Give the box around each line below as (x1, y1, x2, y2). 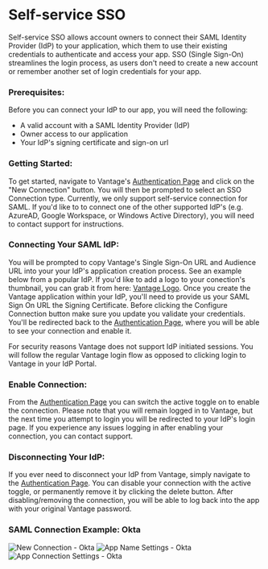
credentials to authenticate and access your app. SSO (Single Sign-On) (8, 49, 244, 59)
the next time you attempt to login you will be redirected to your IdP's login (8, 414, 256, 424)
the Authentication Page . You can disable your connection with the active (8, 478, 252, 488)
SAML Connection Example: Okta (8, 524, 141, 535)
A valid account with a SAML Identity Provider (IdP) (19, 121, 191, 131)
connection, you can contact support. (8, 431, 134, 441)
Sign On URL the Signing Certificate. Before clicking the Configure (8, 300, 228, 309)
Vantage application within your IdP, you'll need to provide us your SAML (8, 292, 250, 301)
